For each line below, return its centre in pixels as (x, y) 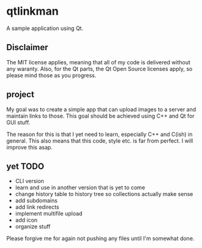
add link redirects (37, 207)
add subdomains (36, 201)
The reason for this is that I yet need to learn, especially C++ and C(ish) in (99, 134)
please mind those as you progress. (51, 75)
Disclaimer (27, 47)
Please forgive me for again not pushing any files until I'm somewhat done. (100, 239)
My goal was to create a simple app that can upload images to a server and (101, 109)
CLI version (30, 181)
